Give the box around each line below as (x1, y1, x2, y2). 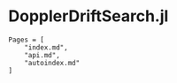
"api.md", (24, 50, 61, 59)
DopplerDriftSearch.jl (8, 6, 169, 26)
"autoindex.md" (24, 58, 81, 67)
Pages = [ (8, 35, 45, 44)
